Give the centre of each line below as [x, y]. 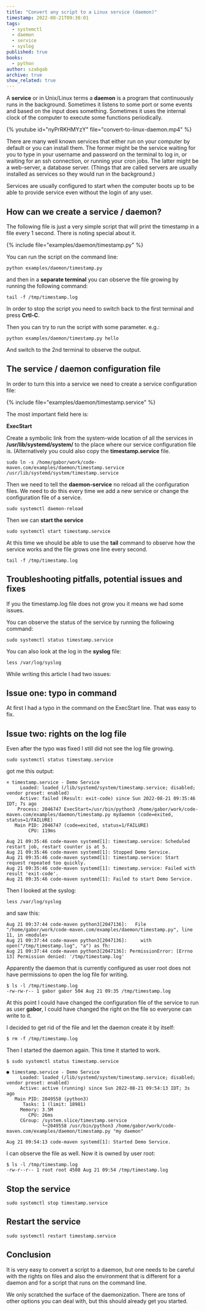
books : [15, 58]
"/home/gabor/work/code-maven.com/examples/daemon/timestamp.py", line [99, 930]
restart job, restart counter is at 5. [57, 847]
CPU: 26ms [41, 1115]
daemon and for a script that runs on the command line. [76, 1282]
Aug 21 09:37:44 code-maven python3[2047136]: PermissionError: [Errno [99, 951]
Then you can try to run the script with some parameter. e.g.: [83, 327]
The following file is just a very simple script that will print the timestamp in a [103, 226]
